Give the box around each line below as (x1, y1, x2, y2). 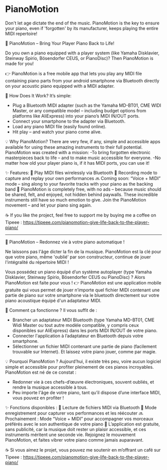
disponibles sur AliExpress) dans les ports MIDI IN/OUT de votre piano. (12, 327, 158, 333)
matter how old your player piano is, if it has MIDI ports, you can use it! (5, 160, 150, 166)
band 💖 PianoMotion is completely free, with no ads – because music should (5, 186, 162, 192)
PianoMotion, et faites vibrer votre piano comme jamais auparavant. (5, 437, 144, 443)
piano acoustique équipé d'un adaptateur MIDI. (5, 297, 102, 303)
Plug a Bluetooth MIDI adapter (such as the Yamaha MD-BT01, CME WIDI (12, 102, 162, 108)
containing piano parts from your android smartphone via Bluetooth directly (5, 77, 160, 83)
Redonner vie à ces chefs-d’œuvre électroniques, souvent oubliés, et (12, 379, 154, 385)
